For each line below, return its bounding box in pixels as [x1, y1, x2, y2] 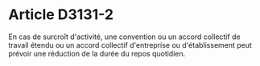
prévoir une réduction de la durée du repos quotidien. [8, 49, 186, 58]
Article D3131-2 [8, 6, 114, 24]
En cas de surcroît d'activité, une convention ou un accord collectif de [8, 32, 241, 41]
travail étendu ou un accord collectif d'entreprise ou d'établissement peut [8, 40, 252, 49]
